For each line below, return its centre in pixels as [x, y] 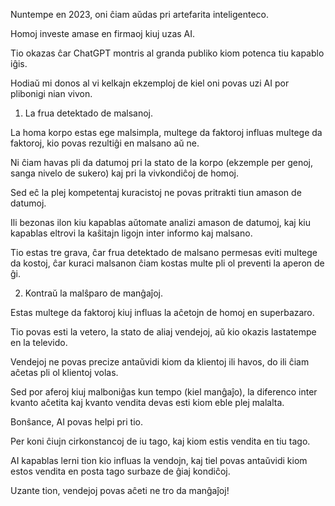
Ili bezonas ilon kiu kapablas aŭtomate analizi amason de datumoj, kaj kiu [160, 222]
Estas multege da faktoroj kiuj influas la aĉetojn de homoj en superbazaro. [162, 312]
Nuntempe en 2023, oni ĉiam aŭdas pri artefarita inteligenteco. [139, 14]
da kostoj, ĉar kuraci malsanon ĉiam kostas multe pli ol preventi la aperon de [167, 263]
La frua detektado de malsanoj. [89, 113]
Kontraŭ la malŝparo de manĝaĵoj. [94, 293]
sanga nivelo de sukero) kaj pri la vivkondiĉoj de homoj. [124, 173]
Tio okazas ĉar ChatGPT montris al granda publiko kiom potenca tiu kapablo [167, 53]
